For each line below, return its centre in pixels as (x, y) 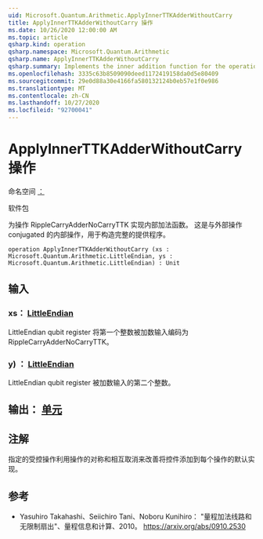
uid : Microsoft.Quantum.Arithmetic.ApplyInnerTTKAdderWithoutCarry (121, 15)
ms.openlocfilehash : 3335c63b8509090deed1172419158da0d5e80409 (113, 74)
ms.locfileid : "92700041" (50, 111)
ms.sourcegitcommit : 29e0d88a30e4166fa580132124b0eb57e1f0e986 (113, 81)
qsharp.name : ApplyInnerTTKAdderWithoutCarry (83, 60)
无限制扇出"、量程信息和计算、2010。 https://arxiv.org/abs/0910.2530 (133, 526)
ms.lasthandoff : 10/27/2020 (54, 103)
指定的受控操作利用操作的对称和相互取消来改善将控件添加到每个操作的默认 (128, 459)
